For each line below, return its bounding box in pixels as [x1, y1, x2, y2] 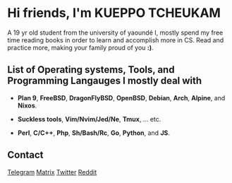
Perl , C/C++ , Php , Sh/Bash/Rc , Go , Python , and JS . [17, 129, 171, 137]
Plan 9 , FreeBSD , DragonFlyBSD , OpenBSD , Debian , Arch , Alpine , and [17, 93, 226, 102]
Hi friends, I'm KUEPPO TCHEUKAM [7, 5, 221, 21]
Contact [7, 149, 44, 161]
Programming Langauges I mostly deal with [7, 75, 202, 87]
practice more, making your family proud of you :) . [7, 43, 154, 52]
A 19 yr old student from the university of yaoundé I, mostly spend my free [7, 28, 224, 37]
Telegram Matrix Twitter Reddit [7, 167, 97, 176]
